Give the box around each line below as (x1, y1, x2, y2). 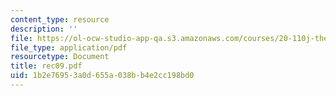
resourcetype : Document (10, 52, 110, 62)
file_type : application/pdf (10, 42, 128, 53)
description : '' (10, 24, 78, 34)
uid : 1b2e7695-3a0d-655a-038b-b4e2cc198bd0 (10, 71, 195, 81)
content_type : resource (10, 14, 110, 25)
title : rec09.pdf (10, 61, 83, 71)
